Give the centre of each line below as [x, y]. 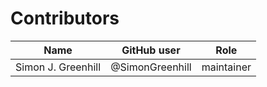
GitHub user [151, 50]
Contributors [65, 18]
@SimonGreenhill [151, 67]
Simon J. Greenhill [58, 67]
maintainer [226, 67]
